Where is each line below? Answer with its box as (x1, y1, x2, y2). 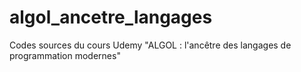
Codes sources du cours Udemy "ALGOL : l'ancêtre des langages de (9, 39, 292, 51)
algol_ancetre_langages (9, 6, 213, 29)
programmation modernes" (9, 49, 121, 61)
